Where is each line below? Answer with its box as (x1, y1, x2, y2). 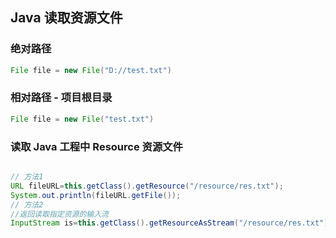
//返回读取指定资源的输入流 (10, 209, 110, 219)
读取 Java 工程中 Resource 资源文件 (10, 139, 183, 153)
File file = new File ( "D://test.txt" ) (10, 65, 172, 75)
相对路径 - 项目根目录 (10, 91, 113, 105)
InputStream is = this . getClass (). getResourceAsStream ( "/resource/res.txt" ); (10, 218, 333, 228)
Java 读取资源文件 (10, 9, 123, 27)
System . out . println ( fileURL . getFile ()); (10, 190, 182, 200)
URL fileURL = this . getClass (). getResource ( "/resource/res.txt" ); (10, 181, 284, 191)
